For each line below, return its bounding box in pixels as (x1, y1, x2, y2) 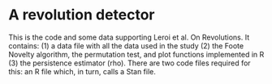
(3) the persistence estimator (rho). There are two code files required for (8, 58, 251, 68)
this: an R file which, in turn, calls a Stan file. (8, 66, 157, 76)
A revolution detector (8, 6, 155, 24)
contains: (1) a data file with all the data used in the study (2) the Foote (8, 40, 244, 50)
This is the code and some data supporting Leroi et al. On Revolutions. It (8, 32, 250, 42)
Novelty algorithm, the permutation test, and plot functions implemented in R (8, 49, 265, 59)
